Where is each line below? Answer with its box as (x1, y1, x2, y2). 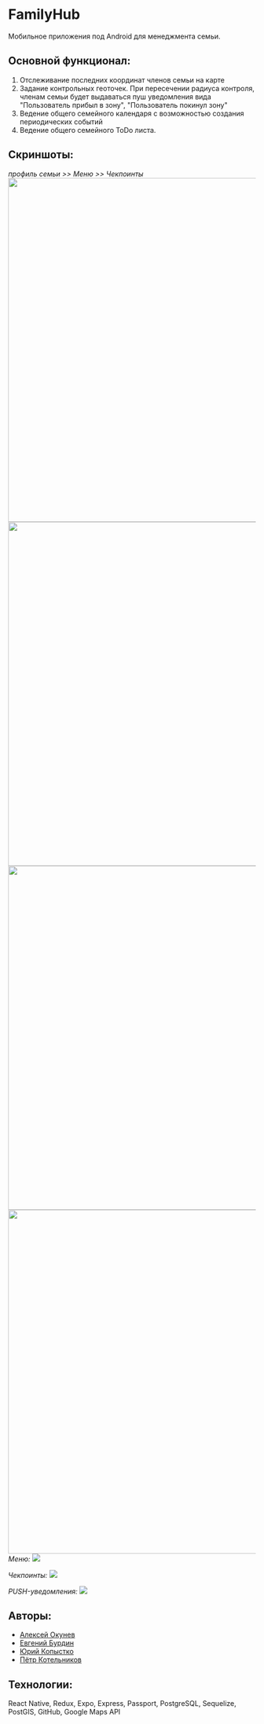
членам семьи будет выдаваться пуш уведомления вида (19, 92, 212, 101)
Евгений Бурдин (19, 1638, 75, 1648)
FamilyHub (8, 6, 81, 24)
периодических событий (19, 116, 104, 127)
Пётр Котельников (19, 1655, 82, 1664)
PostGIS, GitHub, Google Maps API (8, 1707, 121, 1717)
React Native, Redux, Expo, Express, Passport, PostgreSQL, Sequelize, (8, 1699, 237, 1708)
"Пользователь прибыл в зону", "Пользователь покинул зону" (19, 100, 228, 109)
